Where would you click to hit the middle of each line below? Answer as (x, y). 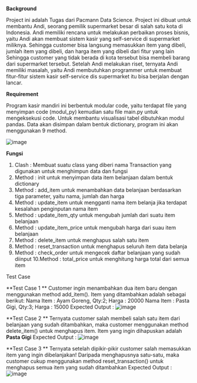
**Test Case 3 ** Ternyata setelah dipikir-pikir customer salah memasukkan (98, 348)
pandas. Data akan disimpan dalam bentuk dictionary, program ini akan (92, 124)
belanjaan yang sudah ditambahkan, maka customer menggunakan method (97, 325)
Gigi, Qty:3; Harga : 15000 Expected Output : (60, 307)
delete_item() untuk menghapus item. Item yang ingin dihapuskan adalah (94, 331)
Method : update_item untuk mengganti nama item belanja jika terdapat (101, 202)
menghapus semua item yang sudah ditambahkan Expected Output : (89, 367)
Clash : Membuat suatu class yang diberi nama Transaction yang (93, 165)
